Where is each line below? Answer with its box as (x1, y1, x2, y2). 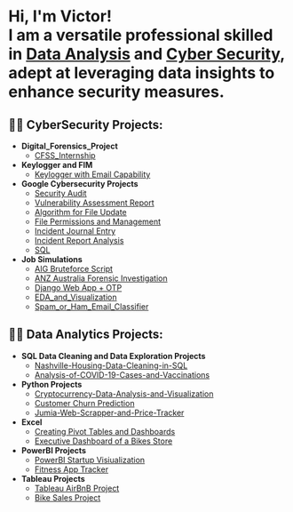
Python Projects (20, 379, 83, 389)
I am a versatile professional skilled (8, 25, 273, 45)
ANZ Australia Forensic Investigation (34, 273, 168, 284)
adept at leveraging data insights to (8, 63, 275, 84)
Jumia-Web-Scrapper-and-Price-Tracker (34, 407, 185, 418)
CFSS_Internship (34, 150, 96, 161)
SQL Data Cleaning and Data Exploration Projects (20, 350, 206, 361)
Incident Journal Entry (34, 226, 116, 236)
